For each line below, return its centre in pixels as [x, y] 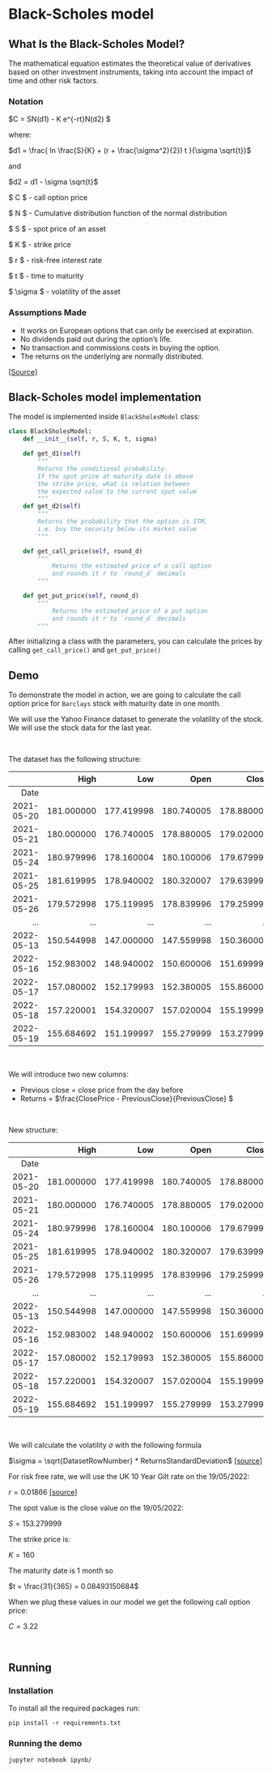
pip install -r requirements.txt [65, 1723]
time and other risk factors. [53, 81]
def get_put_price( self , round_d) [81, 596]
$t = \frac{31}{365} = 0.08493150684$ [74, 1587]
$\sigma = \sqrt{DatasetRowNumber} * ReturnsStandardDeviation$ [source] [136, 1461]
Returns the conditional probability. [103, 469]
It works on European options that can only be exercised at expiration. [137, 330]
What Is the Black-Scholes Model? [97, 44]
